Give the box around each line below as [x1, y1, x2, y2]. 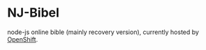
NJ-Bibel [7, 5, 59, 21]
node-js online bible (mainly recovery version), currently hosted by [7, 28, 199, 36]
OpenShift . [7, 35, 38, 43]
